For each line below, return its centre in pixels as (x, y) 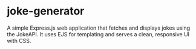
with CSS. (19, 41)
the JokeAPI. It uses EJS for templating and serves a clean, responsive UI (98, 34)
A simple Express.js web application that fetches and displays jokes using (99, 28)
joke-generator (46, 11)
